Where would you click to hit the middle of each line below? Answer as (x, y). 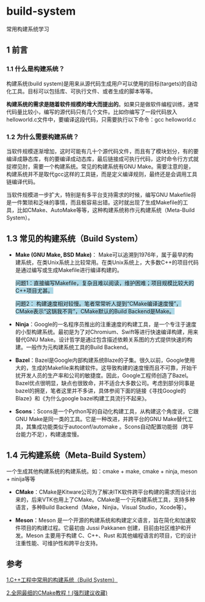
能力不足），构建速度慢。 (51, 434)
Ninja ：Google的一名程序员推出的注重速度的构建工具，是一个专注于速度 (106, 324)
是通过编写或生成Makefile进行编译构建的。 (69, 270)
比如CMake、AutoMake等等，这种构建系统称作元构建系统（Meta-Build (106, 210)
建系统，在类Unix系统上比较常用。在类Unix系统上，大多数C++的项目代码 (107, 262)
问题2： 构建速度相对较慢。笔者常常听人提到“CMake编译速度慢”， (98, 303)
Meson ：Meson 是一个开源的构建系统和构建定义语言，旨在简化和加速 (103, 520)
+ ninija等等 (21, 479)
